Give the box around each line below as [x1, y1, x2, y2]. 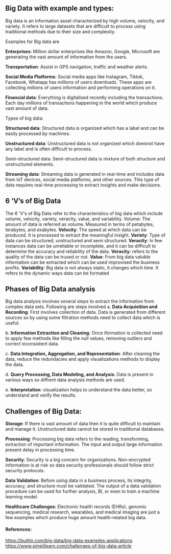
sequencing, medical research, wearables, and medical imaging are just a [5, 509, 160, 515]
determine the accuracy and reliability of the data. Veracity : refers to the [5, 248, 158, 255]
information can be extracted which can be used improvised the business [5, 259, 160, 265]
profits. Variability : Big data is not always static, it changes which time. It [5, 264, 159, 270]
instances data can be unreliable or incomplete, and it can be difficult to [5, 243, 156, 249]
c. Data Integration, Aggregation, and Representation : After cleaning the [5, 351, 160, 357]
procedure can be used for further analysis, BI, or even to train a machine [5, 488, 160, 495]
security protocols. [5, 468, 45, 474]
